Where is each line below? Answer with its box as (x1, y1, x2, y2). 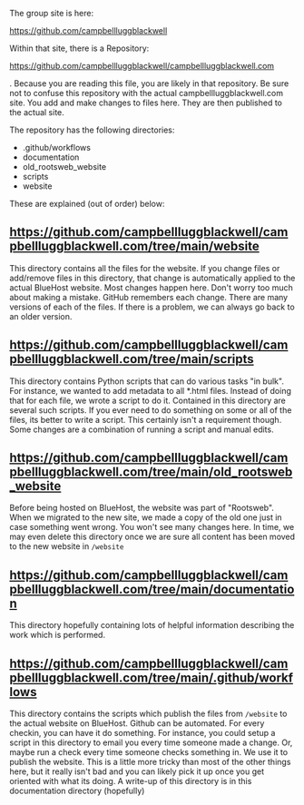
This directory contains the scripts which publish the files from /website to (9, 708, 288, 720)
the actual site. (9, 107, 65, 117)
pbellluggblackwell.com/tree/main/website (9, 239, 260, 254)
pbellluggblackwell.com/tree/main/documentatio (9, 581, 295, 597)
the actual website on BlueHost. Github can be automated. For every (9, 718, 265, 729)
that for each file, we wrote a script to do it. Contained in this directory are (9, 395, 286, 406)
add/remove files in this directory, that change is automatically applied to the (9, 272, 296, 283)
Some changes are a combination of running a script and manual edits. (9, 424, 274, 435)
